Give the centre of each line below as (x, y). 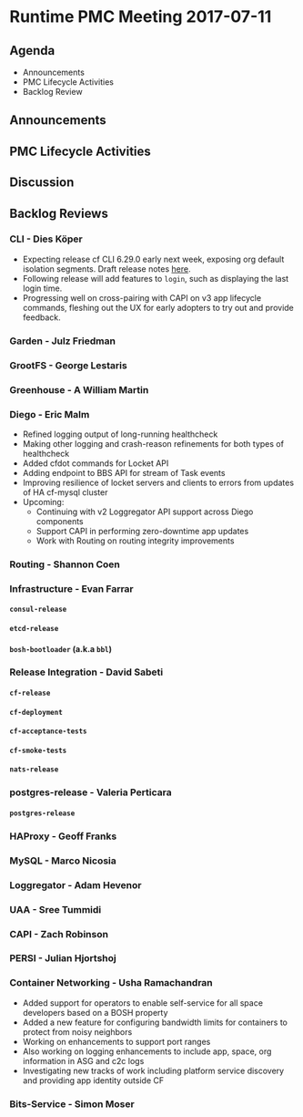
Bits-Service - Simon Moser (72, 1103)
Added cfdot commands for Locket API (96, 463)
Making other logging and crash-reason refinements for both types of (153, 443)
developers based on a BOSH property (95, 1012)
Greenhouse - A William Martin (79, 389)
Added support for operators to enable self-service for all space (143, 1003)
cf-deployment (36, 712)
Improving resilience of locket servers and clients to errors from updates (158, 482)
